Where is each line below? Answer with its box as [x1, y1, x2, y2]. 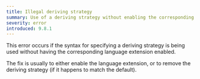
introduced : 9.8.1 [6, 25, 52, 32]
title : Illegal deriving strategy [6, 8, 93, 15]
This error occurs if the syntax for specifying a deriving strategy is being [6, 42, 185, 49]
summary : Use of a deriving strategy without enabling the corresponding [6, 14, 195, 20]
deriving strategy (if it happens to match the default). [6, 66, 137, 74]
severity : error [6, 20, 47, 26]
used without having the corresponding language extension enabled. [6, 48, 176, 56]
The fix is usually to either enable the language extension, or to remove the [6, 60, 191, 67]
